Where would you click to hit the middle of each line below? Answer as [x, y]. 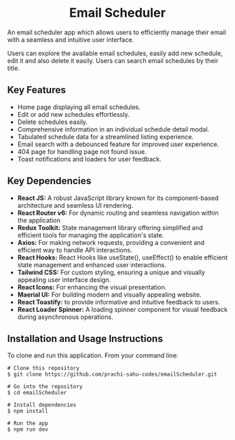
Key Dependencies [49, 181]
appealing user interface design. [64, 279]
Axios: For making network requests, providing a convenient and [111, 242]
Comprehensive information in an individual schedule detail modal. [113, 129]
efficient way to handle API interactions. [75, 250]
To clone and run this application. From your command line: [93, 355]
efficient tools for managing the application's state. [91, 235]
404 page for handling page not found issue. [82, 151]
